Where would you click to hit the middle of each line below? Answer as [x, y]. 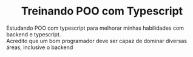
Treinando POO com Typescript [102, 11]
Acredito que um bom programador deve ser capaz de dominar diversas [96, 41]
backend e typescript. [34, 34]
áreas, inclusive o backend [40, 47]
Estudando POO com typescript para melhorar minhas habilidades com [95, 28]
